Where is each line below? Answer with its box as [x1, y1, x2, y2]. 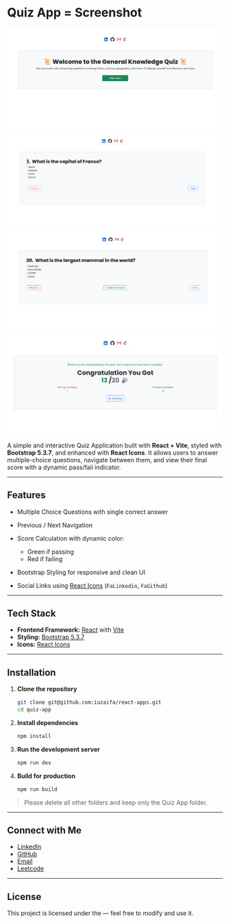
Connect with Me [7, 825, 82, 836]
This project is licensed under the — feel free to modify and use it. [7, 909, 194, 917]
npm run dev [16, 759, 51, 766]
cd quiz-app [16, 707, 51, 713]
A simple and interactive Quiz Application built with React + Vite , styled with [7, 441, 222, 449]
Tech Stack [7, 607, 56, 619]
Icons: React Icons [16, 640, 71, 649]
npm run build [16, 785, 57, 793]
